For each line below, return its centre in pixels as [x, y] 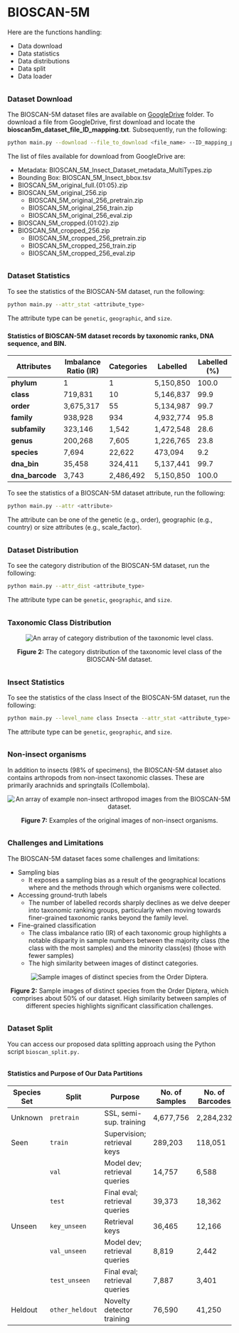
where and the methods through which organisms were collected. [125, 887]
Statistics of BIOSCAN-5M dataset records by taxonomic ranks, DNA [111, 336]
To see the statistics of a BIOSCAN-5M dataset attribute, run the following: [116, 493]
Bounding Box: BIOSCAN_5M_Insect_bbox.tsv [84, 177]
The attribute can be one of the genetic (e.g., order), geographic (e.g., [110, 520]
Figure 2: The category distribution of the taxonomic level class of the [119, 651]
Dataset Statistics [39, 276]
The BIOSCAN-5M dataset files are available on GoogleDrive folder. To [111, 114]
